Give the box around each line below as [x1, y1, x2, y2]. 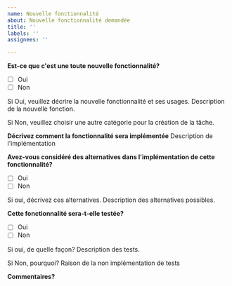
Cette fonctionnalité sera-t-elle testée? [7, 210, 124, 218]
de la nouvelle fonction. [7, 104, 75, 113]
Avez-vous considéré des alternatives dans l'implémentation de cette [7, 153, 216, 161]
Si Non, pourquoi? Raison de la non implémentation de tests [7, 259, 181, 267]
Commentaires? [7, 272, 56, 280]
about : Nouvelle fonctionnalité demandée [7, 17, 131, 24]
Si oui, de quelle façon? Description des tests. [7, 245, 141, 253]
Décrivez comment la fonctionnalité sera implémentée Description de [7, 132, 213, 140]
